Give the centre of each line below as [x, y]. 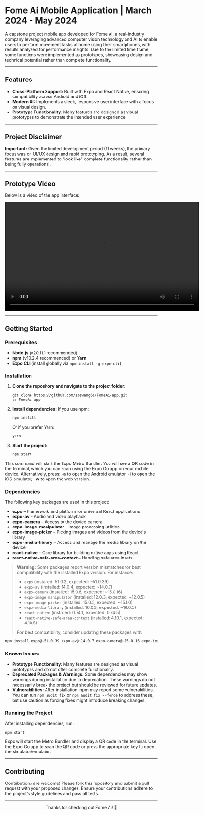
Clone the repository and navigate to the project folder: [69, 386]
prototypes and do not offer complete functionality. [63, 670]
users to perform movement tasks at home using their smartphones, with [78, 44]
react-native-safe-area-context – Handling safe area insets [72, 558]
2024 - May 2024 [41, 21]
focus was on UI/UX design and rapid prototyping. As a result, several [75, 154]
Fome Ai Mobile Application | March [78, 10]
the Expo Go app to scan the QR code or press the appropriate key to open [80, 747]
